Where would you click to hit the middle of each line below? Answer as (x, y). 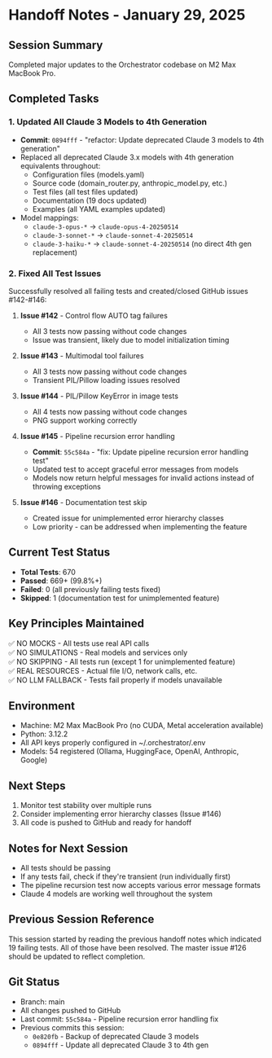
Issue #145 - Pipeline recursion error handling (97, 436)
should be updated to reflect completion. (77, 956)
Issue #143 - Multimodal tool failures (82, 355)
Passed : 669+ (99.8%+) (61, 581)
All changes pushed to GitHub (70, 1010)
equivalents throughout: (60, 165)
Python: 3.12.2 (44, 734)
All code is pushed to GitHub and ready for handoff (106, 823)
